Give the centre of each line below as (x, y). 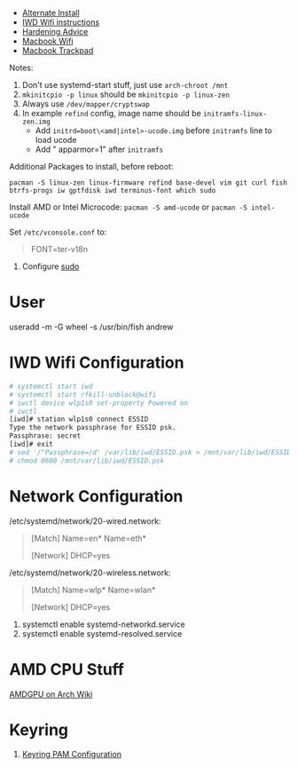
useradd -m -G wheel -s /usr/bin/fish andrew (91, 327)
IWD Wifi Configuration (97, 363)
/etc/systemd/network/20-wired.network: (85, 521)
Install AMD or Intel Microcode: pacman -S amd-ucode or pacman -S (129, 207)
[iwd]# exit (31, 444)
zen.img (36, 122)
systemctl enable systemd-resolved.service (102, 633)
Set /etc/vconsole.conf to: (58, 232)
